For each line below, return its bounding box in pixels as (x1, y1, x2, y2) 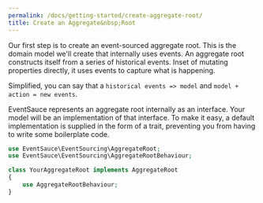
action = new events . (8, 89, 78, 98)
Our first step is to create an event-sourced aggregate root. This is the (8, 40, 237, 50)
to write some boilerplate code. (8, 129, 110, 138)
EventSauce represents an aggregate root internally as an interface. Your (8, 104, 246, 114)
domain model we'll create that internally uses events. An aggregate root (8, 49, 245, 58)
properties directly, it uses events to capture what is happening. (8, 65, 216, 75)
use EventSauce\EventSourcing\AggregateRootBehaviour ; (8, 152, 193, 160)
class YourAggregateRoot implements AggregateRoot (8, 166, 178, 174)
